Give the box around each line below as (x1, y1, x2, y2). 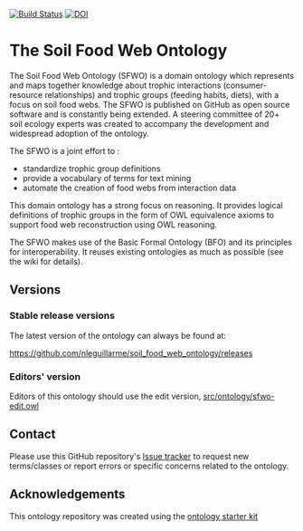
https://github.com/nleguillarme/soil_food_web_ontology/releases (9, 347, 253, 358)
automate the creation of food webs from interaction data (22, 182, 237, 193)
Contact (9, 427, 56, 442)
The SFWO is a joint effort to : (9, 145, 120, 156)
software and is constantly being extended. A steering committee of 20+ (9, 109, 280, 120)
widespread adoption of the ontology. (9, 128, 149, 139)
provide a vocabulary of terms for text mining (22, 172, 192, 183)
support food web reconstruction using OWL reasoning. (9, 218, 217, 230)
